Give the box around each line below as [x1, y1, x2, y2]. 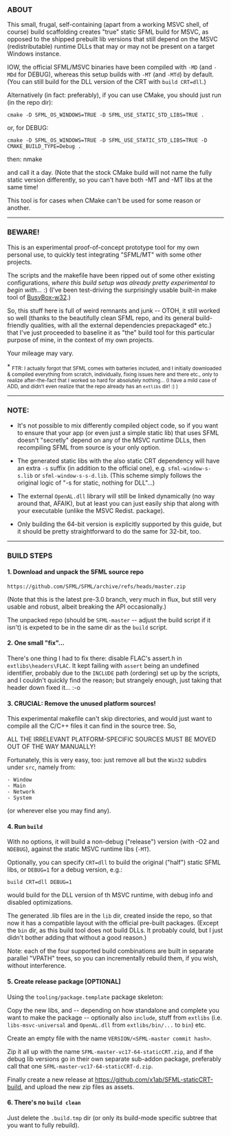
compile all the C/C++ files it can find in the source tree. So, [7, 722, 177, 730]
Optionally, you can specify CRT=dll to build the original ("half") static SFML [7, 859, 221, 867]
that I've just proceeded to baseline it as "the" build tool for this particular [7, 328, 215, 337]
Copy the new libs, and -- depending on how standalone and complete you [7, 1006, 220, 1014]
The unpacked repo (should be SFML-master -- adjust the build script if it [7, 616, 211, 624]
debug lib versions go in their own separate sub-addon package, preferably [7, 1055, 221, 1063]
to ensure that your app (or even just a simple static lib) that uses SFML [16, 428, 219, 436]
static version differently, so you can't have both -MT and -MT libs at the [7, 176, 213, 184]
